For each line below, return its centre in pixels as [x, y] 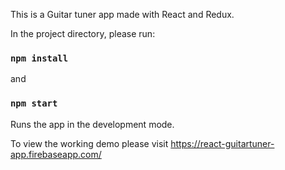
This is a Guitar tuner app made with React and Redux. [122, 14]
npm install [39, 58]
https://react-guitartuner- [222, 143]
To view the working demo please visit [89, 143]
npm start [34, 103]
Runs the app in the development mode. [92, 124]
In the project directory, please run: [83, 33]
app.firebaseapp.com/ [56, 154]
